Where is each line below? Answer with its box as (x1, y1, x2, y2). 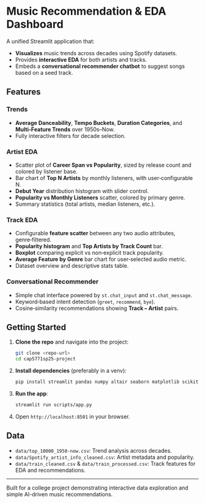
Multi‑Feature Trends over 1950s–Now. (15, 126, 115, 133)
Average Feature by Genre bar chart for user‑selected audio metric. (15, 255, 187, 263)
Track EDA (6, 216, 38, 224)
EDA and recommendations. (15, 466, 86, 474)
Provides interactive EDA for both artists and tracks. (15, 56, 148, 63)
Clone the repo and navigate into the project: (15, 338, 129, 346)
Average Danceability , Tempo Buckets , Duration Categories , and (15, 119, 182, 126)
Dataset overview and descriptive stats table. (15, 262, 129, 270)
